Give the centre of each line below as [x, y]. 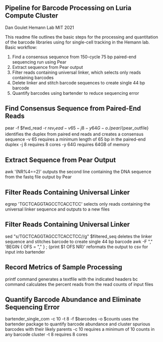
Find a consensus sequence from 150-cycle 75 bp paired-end [74, 57]
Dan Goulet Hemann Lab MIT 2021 [40, 27]
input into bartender [25, 252]
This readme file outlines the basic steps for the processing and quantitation [82, 37]
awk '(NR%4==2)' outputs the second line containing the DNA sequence [78, 172]
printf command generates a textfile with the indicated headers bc [71, 279]
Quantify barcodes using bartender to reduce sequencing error [75, 93]
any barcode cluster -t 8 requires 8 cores [46, 335]
